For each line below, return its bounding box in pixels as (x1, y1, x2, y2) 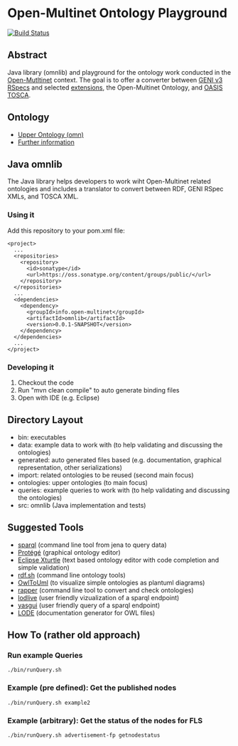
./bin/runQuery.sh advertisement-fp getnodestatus (7, 731, 161, 739)
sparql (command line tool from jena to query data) (17, 540, 167, 549)
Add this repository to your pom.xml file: (7, 226, 126, 235)
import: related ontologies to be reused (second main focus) (17, 471, 194, 479)
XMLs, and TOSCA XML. (7, 192, 80, 201)
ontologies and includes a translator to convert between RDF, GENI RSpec (7, 185, 224, 193)
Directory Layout (7, 414, 84, 426)
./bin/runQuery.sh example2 (7, 699, 91, 706)
